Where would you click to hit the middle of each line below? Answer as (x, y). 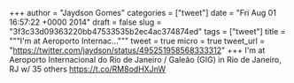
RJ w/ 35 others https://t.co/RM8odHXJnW (88, 69)
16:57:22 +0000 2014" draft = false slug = (85, 22)
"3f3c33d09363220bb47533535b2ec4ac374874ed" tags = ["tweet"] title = (147, 31)
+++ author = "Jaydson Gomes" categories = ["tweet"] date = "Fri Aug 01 (143, 13)
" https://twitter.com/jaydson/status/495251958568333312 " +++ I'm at (137, 50)
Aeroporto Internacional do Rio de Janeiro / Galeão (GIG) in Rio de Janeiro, (145, 60)
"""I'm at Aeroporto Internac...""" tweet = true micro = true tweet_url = (137, 41)
